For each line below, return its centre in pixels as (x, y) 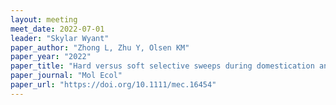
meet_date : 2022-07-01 (57, 29)
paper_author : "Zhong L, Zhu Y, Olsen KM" (100, 47)
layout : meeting (44, 19)
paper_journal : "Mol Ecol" (66, 76)
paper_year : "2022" (51, 57)
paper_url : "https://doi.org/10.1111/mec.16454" (113, 85)
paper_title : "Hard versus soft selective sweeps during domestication (162, 66)
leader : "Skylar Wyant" (60, 38)
